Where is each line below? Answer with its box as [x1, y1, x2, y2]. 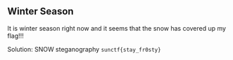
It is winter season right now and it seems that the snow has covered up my [7, 24, 227, 32]
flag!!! [7, 31, 25, 40]
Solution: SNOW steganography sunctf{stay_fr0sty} [7, 45, 161, 53]
